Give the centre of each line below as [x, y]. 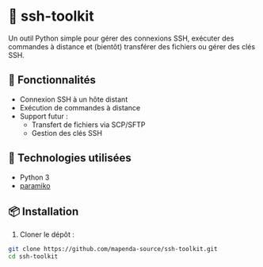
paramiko [35, 185]
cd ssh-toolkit [33, 257]
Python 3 [34, 177]
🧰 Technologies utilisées [70, 158]
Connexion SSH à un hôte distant [74, 99]
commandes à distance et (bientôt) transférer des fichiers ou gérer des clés [132, 46]
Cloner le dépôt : [47, 234]
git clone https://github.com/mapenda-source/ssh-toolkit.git [113, 250]
